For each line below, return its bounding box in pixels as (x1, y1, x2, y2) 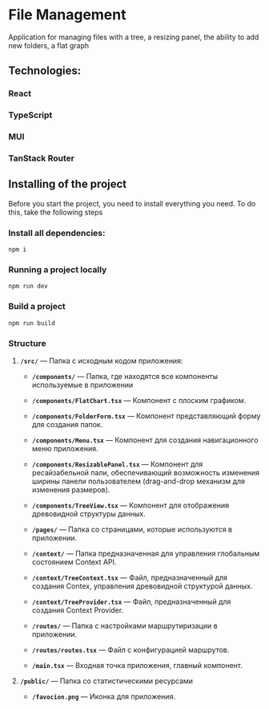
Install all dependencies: (8, 227, 106, 238)
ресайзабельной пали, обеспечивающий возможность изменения (31, 468, 260, 478)
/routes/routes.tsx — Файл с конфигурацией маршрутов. (31, 645, 230, 655)
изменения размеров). (31, 485, 110, 495)
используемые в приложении (31, 380, 134, 390)
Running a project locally (8, 264, 107, 275)
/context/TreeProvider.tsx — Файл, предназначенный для (31, 597, 231, 607)
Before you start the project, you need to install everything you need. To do (8, 198, 256, 208)
